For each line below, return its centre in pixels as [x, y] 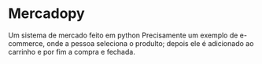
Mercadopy [46, 14]
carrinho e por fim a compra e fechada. [72, 52]
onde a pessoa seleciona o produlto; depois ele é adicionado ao [150, 43]
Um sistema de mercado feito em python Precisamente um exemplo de [123, 35]
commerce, [27, 43]
